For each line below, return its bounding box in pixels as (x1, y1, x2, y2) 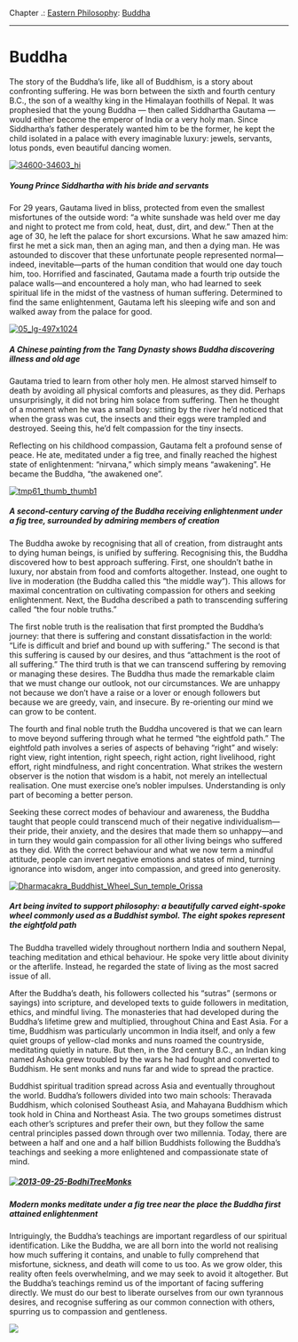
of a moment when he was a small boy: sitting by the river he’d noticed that (9, 403, 284, 414)
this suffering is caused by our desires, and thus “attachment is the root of (9, 649, 281, 660)
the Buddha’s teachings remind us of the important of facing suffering (9, 1278, 264, 1289)
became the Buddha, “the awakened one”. (9, 468, 163, 479)
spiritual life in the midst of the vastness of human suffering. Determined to (9, 287, 283, 298)
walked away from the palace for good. (9, 306, 153, 316)
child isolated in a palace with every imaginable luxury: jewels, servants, (9, 132, 272, 143)
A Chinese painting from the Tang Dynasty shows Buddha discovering (9, 344, 275, 355)
